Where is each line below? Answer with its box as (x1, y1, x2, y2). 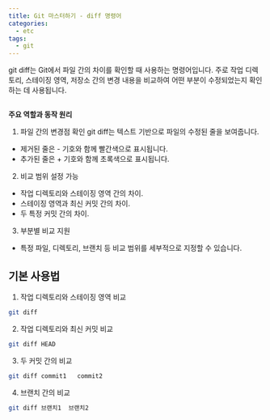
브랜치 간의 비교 (19, 388, 70, 397)
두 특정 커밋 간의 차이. (19, 209, 90, 218)
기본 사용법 (8, 269, 61, 283)
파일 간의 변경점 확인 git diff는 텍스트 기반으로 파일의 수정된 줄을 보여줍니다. (19, 127, 259, 137)
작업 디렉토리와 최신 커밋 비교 (19, 324, 113, 333)
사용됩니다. (32, 86, 67, 95)
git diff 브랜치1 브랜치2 (8, 404, 89, 412)
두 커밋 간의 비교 (19, 355, 73, 365)
